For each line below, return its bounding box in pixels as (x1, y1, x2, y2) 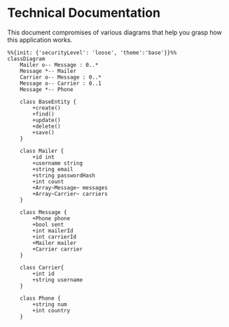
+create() (32, 104, 61, 112)
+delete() (32, 123, 61, 130)
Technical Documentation (7, 5, 161, 21)
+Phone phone (32, 215, 71, 222)
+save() (32, 128, 55, 136)
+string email (32, 166, 74, 173)
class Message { (20, 208, 68, 215)
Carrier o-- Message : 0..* (20, 74, 102, 81)
